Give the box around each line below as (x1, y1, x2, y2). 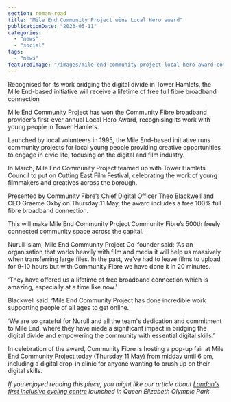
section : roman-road (8, 10, 67, 17)
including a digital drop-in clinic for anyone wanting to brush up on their (8, 359, 210, 368)
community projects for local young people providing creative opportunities (8, 143, 221, 151)
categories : (8, 29, 42, 36)
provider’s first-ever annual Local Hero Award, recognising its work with (8, 115, 210, 124)
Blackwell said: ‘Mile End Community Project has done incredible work (8, 296, 206, 304)
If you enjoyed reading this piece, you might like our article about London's (8, 379, 220, 388)
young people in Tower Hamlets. (8, 122, 99, 131)
